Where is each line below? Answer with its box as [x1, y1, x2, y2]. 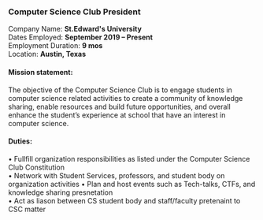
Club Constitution [8, 162, 65, 172]
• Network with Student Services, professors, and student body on [8, 170, 225, 180]
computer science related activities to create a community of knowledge [8, 93, 243, 103]
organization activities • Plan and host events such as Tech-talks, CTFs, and [8, 179, 256, 188]
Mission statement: [8, 67, 73, 76]
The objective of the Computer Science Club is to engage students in [8, 85, 232, 95]
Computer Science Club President [8, 6, 141, 17]
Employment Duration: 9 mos [8, 41, 103, 50]
